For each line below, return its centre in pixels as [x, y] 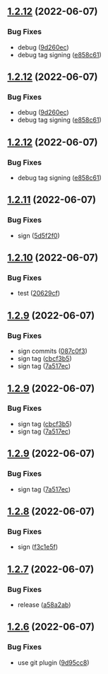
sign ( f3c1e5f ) [38, 547]
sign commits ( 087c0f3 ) [53, 351]
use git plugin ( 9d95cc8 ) [53, 662]
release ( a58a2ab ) [44, 605]
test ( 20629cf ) [38, 294]
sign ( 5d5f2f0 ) [38, 236]
